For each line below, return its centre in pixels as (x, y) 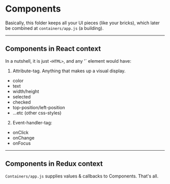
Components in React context (53, 49)
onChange (23, 137)
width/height (26, 91)
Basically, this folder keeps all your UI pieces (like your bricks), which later (83, 23)
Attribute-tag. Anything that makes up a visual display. (69, 71)
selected (22, 97)
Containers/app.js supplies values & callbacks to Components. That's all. (82, 176)
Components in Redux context (54, 164)
